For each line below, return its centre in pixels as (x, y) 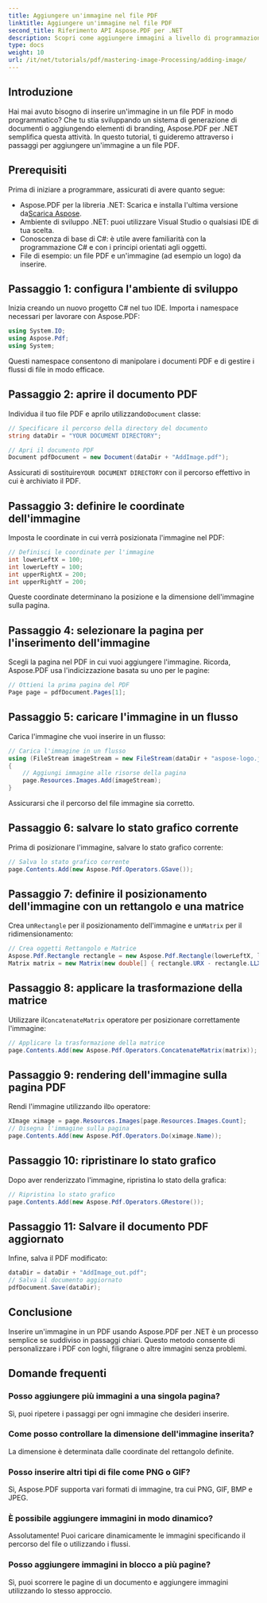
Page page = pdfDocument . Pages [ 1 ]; (67, 693)
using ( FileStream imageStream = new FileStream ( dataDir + (108, 758)
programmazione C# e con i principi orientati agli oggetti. (113, 247)
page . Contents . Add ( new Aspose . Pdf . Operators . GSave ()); (101, 869)
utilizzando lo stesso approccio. (60, 1590)
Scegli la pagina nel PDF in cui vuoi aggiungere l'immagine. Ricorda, (120, 662)
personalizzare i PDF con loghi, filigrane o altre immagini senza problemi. (128, 1348)
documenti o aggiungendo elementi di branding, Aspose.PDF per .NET (123, 128)
